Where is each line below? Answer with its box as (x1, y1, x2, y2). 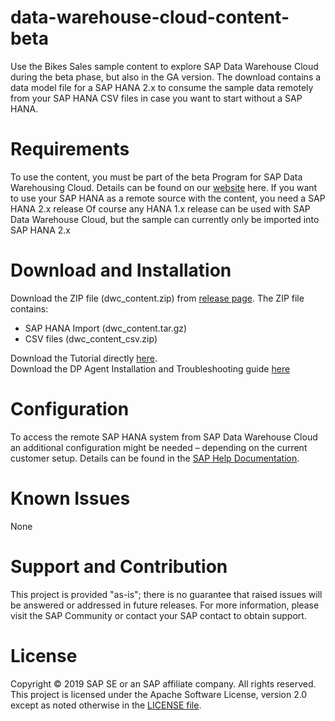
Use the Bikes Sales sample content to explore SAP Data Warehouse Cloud (10, 60, 319, 72)
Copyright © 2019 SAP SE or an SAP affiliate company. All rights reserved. (10, 677, 317, 690)
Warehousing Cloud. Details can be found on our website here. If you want (10, 181, 318, 193)
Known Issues (10, 487, 131, 510)
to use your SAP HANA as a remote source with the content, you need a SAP (10, 192, 326, 204)
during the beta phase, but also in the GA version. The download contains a (10, 71, 322, 83)
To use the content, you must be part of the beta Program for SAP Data (10, 171, 303, 183)
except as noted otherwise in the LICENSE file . (10, 699, 202, 711)
